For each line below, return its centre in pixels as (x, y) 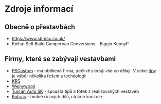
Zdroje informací (39, 9)
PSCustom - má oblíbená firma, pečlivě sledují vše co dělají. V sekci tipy (84, 70)
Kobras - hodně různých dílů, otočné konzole (57, 96)
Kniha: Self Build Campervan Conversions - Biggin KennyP (70, 44)
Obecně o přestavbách (40, 27)
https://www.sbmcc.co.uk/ (38, 38)
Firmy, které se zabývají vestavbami (60, 59)
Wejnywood (23, 86)
